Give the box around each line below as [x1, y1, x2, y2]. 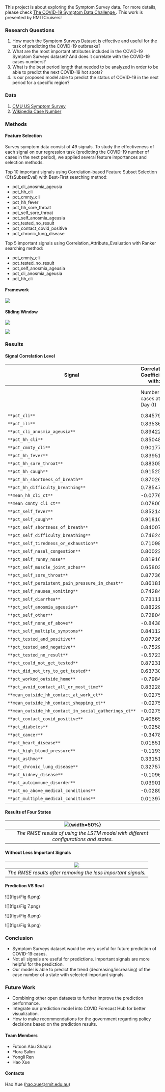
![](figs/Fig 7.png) [5, 903, 40, 909]
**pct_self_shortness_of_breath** [7, 525, 88, 530]
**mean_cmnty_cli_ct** [7, 501, 60, 506]
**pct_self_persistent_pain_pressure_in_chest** [7, 580, 124, 586]
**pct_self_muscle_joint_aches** [7, 565, 86, 570]
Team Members [5, 1033, 38, 1038]
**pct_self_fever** [7, 509, 53, 515]
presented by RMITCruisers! [5, 15, 62, 20]
